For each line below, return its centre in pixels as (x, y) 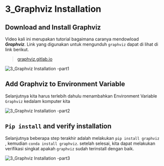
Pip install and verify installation (58, 126)
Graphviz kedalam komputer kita (38, 101)
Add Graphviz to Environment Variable (65, 84)
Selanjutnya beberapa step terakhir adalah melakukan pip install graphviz (82, 138)
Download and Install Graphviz (53, 27)
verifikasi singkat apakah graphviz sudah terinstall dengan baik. (70, 148)
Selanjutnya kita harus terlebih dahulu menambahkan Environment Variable (81, 96)
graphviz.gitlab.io (35, 59)
